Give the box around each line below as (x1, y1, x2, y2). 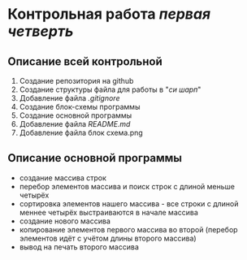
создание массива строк (19, 172, 107, 183)
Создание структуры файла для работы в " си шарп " (19, 84, 201, 94)
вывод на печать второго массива (19, 241, 140, 252)
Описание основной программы (7, 151, 183, 165)
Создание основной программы (19, 110, 132, 120)
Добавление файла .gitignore (19, 93, 120, 102)
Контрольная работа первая (7, 5, 211, 24)
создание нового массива (19, 216, 110, 226)
